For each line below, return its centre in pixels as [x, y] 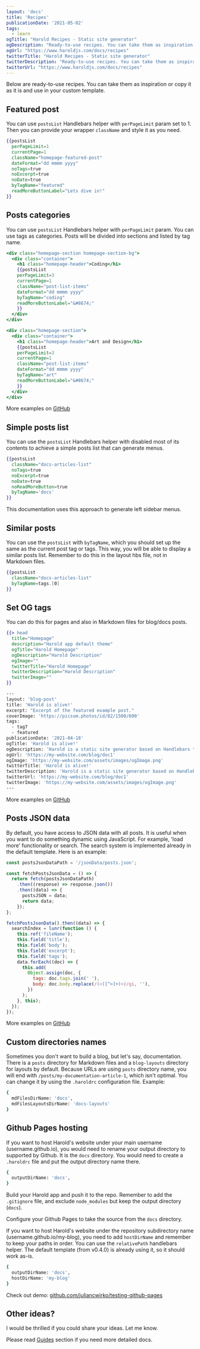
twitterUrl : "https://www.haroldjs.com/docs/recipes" [74, 67]
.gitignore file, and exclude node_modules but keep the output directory [94, 1201]
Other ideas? [31, 1314]
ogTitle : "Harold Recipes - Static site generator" [71, 39]
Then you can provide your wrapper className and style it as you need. [94, 130]
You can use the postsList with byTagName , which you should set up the [93, 542]
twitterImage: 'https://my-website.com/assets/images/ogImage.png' [92, 783]
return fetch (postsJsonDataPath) [53, 879]
